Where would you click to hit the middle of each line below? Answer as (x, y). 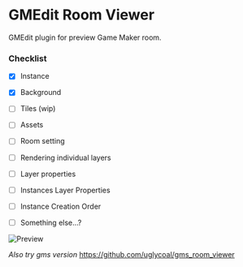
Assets (32, 125)
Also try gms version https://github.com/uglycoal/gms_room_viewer (122, 254)
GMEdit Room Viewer (82, 15)
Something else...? (51, 222)
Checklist (28, 58)
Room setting (42, 141)
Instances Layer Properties (65, 190)
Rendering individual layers (65, 157)
